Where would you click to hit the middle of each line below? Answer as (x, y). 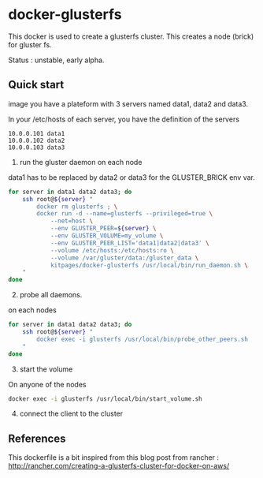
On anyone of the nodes (47, 384)
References (37, 438)
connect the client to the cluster (71, 414)
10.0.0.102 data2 (37, 140)
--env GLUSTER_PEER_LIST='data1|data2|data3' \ (130, 243)
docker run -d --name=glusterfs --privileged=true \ (125, 214)
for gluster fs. (30, 44)
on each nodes (32, 310)
